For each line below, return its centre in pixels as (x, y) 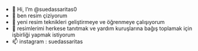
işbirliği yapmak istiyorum (43, 35)
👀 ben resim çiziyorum (40, 16)
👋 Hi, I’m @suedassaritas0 (44, 9)
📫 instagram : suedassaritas (47, 41)
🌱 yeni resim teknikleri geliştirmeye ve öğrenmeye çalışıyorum (88, 22)
